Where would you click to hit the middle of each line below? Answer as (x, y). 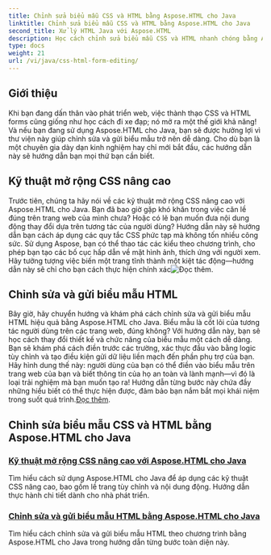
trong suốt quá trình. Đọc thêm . (59, 399)
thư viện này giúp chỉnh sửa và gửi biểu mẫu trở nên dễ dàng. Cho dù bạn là (134, 139)
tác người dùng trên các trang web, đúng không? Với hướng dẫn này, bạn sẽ (134, 331)
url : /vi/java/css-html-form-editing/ (73, 61)
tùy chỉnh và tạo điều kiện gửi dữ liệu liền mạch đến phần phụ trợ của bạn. (131, 357)
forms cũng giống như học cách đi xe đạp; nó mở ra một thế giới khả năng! (133, 121)
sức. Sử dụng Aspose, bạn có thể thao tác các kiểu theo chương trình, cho (132, 244)
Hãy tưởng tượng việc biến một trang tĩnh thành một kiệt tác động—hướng (131, 261)
